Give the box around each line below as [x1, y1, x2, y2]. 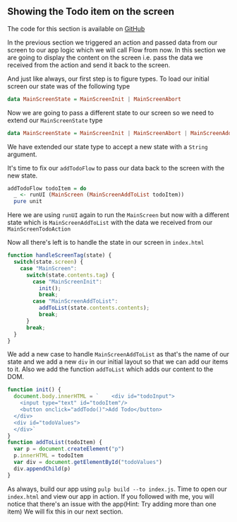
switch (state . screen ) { [13, 258, 83, 266]
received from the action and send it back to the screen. [7, 60, 171, 69]
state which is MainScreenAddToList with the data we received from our [7, 219, 213, 227]
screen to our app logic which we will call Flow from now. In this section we [7, 45, 226, 54]
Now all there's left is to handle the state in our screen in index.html [7, 238, 205, 247]
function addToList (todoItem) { [7, 439, 102, 446]
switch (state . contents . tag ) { [25, 272, 115, 279]
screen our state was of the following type [7, 81, 130, 91]
